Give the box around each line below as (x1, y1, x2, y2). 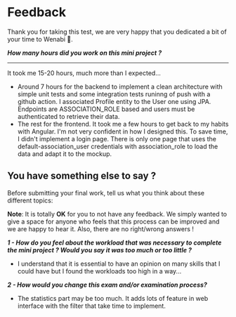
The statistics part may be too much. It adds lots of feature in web (17, 294, 209, 302)
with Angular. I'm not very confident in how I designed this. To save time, (17, 127, 228, 136)
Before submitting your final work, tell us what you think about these (7, 188, 205, 197)
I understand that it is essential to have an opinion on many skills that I (17, 259, 221, 268)
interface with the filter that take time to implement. (17, 302, 166, 310)
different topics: (7, 196, 53, 205)
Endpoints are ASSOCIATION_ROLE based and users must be (17, 105, 195, 113)
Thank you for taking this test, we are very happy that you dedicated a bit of (7, 27, 227, 36)
